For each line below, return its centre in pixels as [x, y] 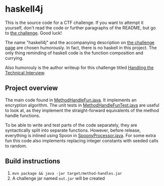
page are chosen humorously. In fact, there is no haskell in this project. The [81, 47]
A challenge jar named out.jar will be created [59, 178]
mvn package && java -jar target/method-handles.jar [67, 173]
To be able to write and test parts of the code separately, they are [71, 125]
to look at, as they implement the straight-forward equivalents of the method [82, 110]
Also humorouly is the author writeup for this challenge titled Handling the [80, 68]
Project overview [32, 88]
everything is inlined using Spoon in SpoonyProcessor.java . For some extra [81, 135]
